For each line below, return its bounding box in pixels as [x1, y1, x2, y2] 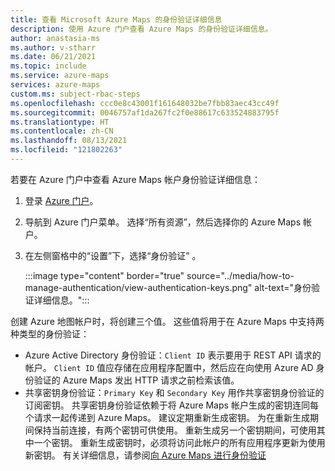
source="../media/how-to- [186, 269, 295, 281]
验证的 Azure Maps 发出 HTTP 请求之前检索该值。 [33, 374, 240, 386]
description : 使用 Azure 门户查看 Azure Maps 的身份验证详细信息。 [10, 24, 273, 34]
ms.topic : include [10, 61, 87, 71]
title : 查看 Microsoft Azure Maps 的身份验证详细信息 [10, 14, 223, 25]
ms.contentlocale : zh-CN [10, 126, 114, 136]
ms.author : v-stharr [10, 42, 97, 53]
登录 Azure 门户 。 [24, 194, 99, 206]
